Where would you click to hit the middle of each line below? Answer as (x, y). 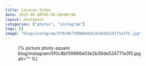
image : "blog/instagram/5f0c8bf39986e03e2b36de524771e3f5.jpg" (74, 34)
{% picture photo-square (44, 48)
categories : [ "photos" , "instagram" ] (45, 24)
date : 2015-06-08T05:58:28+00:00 (41, 15)
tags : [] (14, 29)
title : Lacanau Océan (28, 10)
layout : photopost (25, 19)
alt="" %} (28, 59)
